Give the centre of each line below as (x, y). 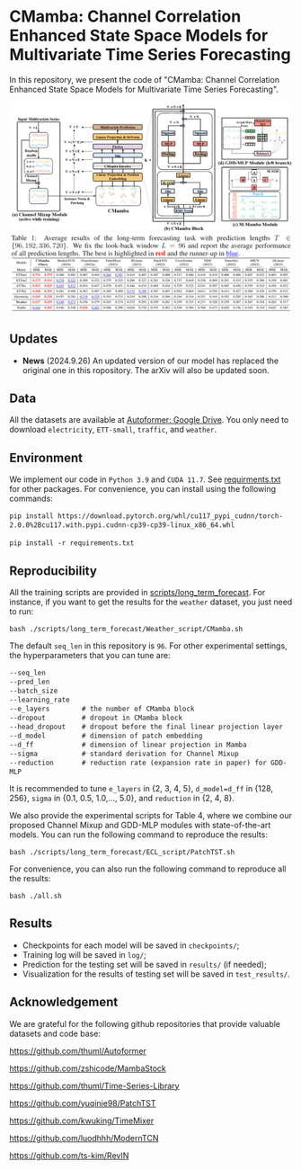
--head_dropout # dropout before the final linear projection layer (146, 727)
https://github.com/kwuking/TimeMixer (82, 1121)
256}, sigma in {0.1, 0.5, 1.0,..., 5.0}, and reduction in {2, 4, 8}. (122, 798)
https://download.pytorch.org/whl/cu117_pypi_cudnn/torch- (170, 516)
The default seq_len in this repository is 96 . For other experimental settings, (148, 646)
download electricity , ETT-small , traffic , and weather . (113, 430)
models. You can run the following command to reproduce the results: (138, 835)
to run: (22, 611)
